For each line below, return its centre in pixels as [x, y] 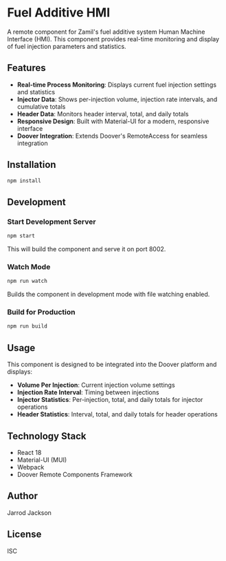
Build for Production [41, 313]
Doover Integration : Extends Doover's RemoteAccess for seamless [112, 136]
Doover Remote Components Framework [75, 474]
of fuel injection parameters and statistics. [67, 46]
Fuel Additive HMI [59, 13]
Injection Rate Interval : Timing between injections [88, 392]
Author [22, 496]
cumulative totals [41, 106]
